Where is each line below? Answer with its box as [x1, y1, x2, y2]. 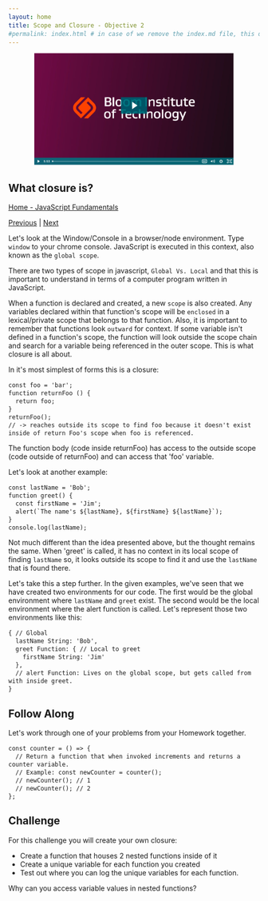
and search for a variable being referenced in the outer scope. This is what [8, 341, 254, 351]
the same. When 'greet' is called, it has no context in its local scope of [8, 546, 239, 556]
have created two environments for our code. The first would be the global [8, 588, 254, 597]
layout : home [8, 13, 52, 21]
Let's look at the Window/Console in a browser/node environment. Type [8, 233, 245, 243]
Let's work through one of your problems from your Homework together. [8, 728, 246, 737]
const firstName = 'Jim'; [15, 500, 102, 508]
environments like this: [8, 612, 82, 623]
